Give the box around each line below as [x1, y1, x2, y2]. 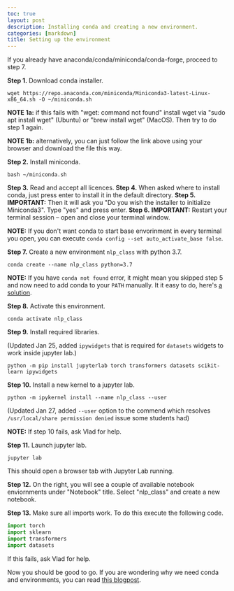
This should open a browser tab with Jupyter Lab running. [7, 467, 175, 476]
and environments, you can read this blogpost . [7, 575, 141, 584]
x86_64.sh [7, 96, 36, 104]
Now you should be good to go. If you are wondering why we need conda [7, 568, 219, 576]
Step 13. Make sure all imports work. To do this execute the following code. [7, 508, 224, 518]
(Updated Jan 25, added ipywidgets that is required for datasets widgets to [7, 341, 224, 350]
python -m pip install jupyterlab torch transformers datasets [7, 362, 196, 369]
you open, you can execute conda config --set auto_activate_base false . [7, 234, 224, 243]
